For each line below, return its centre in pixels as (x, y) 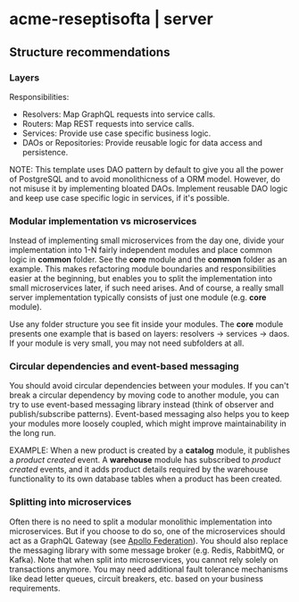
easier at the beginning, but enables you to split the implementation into (141, 279)
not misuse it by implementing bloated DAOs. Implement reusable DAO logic (149, 188)
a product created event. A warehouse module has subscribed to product (145, 460)
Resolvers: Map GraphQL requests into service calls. (119, 114)
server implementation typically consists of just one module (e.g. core (138, 297)
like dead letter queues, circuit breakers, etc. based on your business (136, 578)
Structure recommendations (90, 52)
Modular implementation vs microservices (103, 221)
